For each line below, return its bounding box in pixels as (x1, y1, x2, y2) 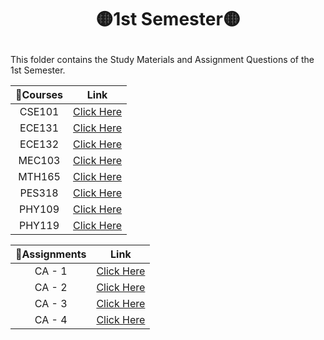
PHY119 (18, 219, 60, 233)
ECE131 (19, 121, 60, 135)
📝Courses (15, 88, 64, 102)
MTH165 (18, 170, 61, 184)
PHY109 (18, 202, 60, 216)
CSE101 (19, 105, 60, 119)
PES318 (19, 186, 59, 200)
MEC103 (18, 154, 61, 168)
